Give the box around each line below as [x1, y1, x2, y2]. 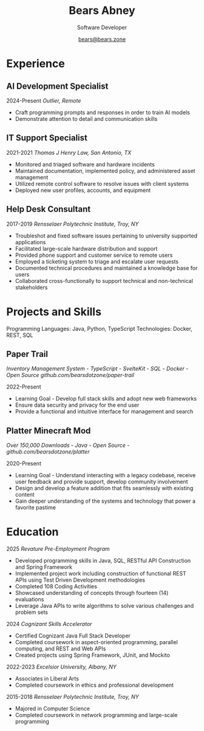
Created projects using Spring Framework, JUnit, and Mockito [15, 651, 170, 659]
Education [6, 525, 59, 539]
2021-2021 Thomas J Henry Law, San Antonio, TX [6, 149, 132, 156]
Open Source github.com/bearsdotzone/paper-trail [6, 372, 135, 379]
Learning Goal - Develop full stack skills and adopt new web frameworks [15, 395, 197, 403]
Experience [6, 57, 65, 70]
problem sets [15, 608, 49, 616]
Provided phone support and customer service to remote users [15, 251, 173, 259]
